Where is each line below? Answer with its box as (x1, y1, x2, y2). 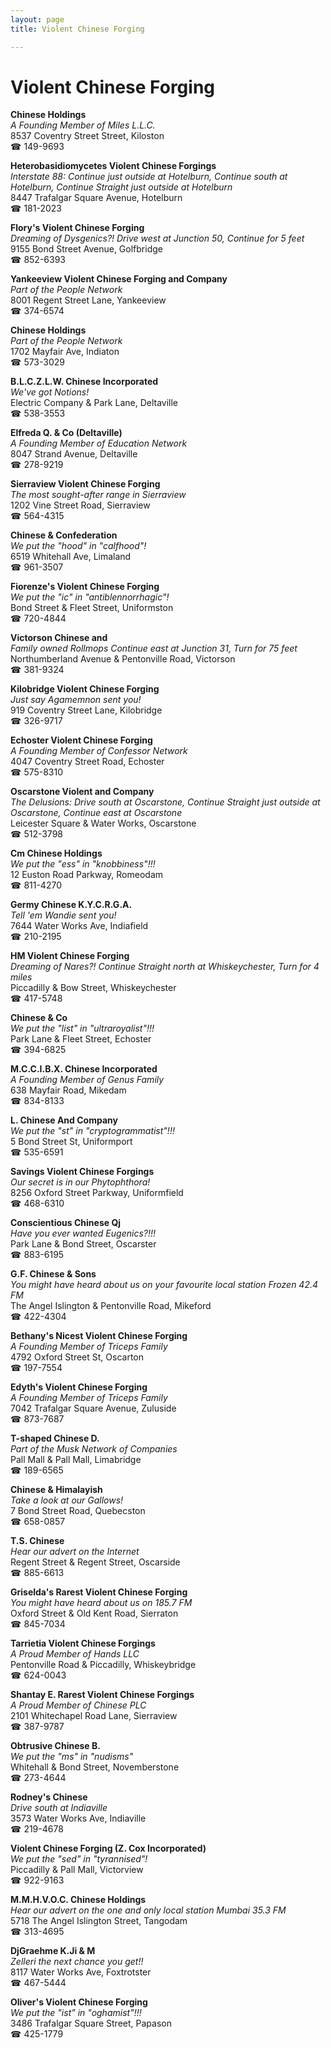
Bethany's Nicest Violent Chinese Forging (10, 1330, 188, 1342)
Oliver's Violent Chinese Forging (10, 1996, 148, 2008)
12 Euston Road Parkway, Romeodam (10, 869, 164, 881)
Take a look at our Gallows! (10, 1494, 124, 1506)
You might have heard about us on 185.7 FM (10, 1597, 193, 1609)
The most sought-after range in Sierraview (10, 489, 187, 501)
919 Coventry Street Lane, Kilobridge (10, 704, 163, 716)
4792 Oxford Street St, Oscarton (10, 1351, 144, 1363)
